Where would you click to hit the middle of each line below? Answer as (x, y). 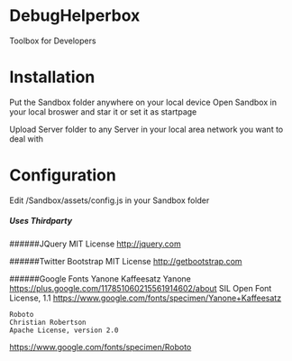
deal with (26, 139)
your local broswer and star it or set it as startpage (103, 111)
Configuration (63, 176)
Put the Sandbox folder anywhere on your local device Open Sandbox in (143, 102)
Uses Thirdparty (41, 221)
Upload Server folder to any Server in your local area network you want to (146, 129)
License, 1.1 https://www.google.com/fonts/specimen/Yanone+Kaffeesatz (146, 298)
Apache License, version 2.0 (64, 330)
